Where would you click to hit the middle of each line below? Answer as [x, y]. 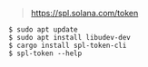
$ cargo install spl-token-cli [68, 45]
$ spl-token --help [45, 53]
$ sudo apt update [43, 30]
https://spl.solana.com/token [84, 13]
